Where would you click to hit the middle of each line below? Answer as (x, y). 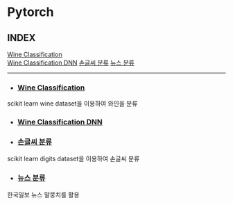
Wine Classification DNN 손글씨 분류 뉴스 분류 (71, 63)
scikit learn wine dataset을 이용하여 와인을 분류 (72, 104)
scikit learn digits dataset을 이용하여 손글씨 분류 (74, 158)
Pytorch (31, 12)
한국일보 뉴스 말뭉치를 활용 (43, 195)
